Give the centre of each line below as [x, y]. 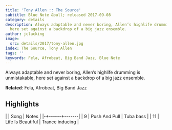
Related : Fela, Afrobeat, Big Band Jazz [46, 88]
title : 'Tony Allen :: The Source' [43, 10]
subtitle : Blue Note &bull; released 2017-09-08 [58, 15]
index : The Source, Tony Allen [39, 48]
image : [12, 39]
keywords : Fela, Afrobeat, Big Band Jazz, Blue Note [63, 58]
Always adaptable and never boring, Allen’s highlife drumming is [73, 72]
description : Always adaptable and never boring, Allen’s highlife [79, 24]
